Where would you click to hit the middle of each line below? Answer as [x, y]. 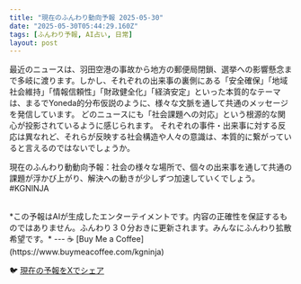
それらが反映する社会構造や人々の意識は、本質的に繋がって [174, 137]
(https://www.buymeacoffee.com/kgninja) [87, 252]
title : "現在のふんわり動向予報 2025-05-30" [87, 18]
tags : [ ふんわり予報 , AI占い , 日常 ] [71, 34]
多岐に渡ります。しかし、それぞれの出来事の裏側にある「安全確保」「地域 [152, 81]
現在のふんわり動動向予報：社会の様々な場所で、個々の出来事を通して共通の [151, 167]
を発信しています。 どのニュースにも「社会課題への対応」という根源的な [144, 114]
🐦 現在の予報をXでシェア [57, 271]
